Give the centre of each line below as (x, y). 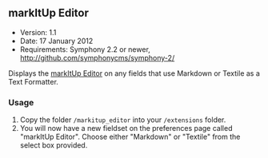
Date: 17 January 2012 (56, 41)
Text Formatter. (33, 81)
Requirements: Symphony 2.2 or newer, (85, 49)
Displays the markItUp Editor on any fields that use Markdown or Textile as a (134, 73)
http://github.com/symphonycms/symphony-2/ (97, 57)
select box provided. (54, 145)
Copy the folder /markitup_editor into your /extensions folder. (123, 120)
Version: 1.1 (38, 32)
